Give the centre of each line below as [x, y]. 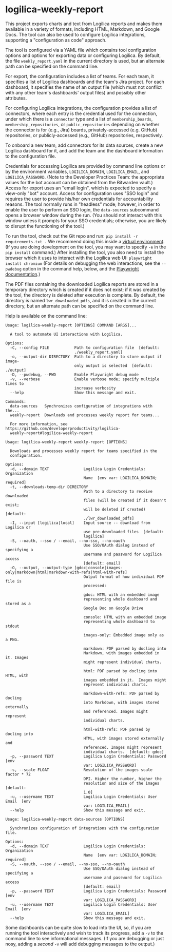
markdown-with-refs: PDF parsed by [121, 693]
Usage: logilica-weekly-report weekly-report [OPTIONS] [66, 442]
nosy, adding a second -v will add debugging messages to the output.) [80, 944]
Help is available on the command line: [46, 316]
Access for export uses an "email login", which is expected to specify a [80, 188]
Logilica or [18, 527]
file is [14, 581]
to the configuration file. [31, 156]
